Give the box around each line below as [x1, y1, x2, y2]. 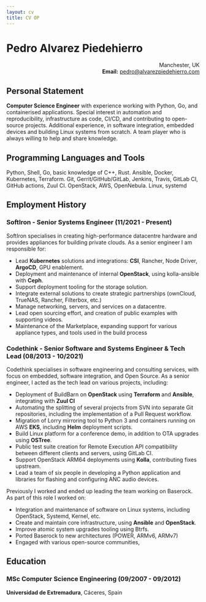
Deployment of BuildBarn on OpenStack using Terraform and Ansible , [15, 391, 194, 398]
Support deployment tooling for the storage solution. [15, 283, 148, 291]
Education [6, 557, 47, 567]
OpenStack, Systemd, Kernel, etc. [15, 512, 101, 520]
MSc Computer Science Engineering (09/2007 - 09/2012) [6, 575, 181, 584]
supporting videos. [15, 316, 63, 323]
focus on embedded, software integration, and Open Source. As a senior [6, 372, 190, 380]
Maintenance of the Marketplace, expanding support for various [15, 322, 177, 329]
